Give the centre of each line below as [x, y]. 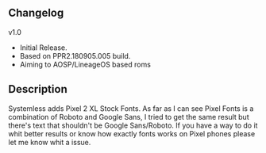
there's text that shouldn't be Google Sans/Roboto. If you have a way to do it [133, 125]
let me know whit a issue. [50, 142]
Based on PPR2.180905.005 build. [75, 55]
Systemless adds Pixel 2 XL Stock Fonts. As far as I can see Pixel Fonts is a [131, 108]
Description [38, 89]
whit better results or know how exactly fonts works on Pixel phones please [132, 133]
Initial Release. [43, 48]
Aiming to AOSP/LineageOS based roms [85, 64]
